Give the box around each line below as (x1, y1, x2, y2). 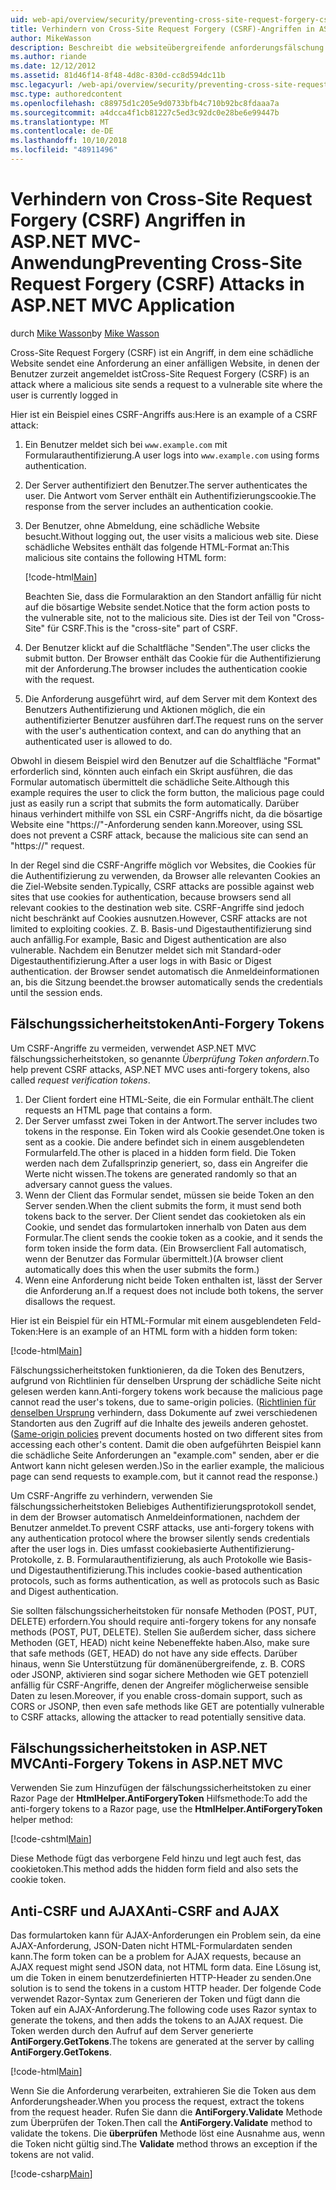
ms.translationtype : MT (10, 117, 110, 127)
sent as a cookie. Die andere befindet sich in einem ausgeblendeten (24, 1136, 305, 1148)
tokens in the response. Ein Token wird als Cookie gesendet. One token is (24, 1125, 325, 1137)
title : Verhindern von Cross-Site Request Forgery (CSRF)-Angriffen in (10, 24, 315, 34)
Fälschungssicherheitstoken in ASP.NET (10, 1740, 268, 1757)
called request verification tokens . (10, 1074, 151, 1086)
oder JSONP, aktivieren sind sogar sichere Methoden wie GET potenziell (10, 1668, 309, 1680)
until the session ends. (10, 986, 103, 998)
